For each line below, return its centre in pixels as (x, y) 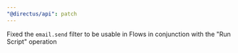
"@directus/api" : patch (42, 14)
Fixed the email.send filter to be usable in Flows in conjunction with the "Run (119, 34)
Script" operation (32, 41)
